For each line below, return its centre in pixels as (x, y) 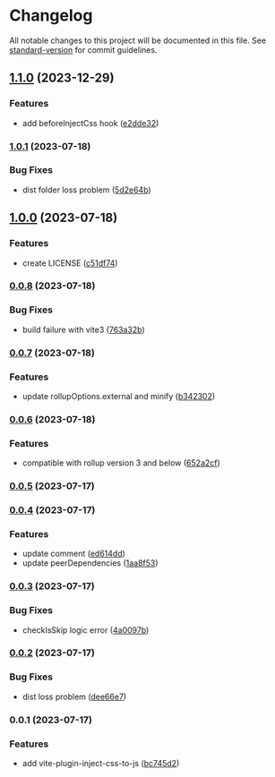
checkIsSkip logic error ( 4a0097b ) (86, 630)
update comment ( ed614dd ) (73, 554)
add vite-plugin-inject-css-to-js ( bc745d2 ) (101, 763)
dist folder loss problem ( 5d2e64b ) (86, 190)
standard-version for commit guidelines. (83, 49)
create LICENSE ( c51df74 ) (70, 263)
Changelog (51, 16)
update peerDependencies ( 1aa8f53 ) (90, 563)
